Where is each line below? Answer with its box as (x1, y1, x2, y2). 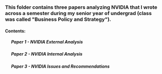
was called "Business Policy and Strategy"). (5, 16, 112, 23)
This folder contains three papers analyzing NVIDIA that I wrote (5, 4, 158, 11)
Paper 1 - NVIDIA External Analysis (11, 39, 83, 45)
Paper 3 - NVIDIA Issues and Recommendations (11, 63, 110, 69)
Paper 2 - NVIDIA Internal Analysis (11, 51, 82, 57)
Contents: (5, 28, 26, 34)
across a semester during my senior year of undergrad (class (5, 10, 152, 16)
